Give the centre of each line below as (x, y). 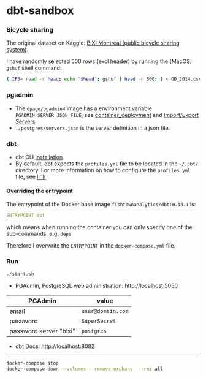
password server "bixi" (42, 331)
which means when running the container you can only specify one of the (100, 227)
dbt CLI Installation (39, 157)
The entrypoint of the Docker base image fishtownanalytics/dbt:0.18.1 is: (101, 204)
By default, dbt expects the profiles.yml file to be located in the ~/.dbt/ (107, 164)
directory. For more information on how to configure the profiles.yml (103, 170)
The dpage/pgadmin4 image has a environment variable (83, 108)
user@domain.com (105, 311)
